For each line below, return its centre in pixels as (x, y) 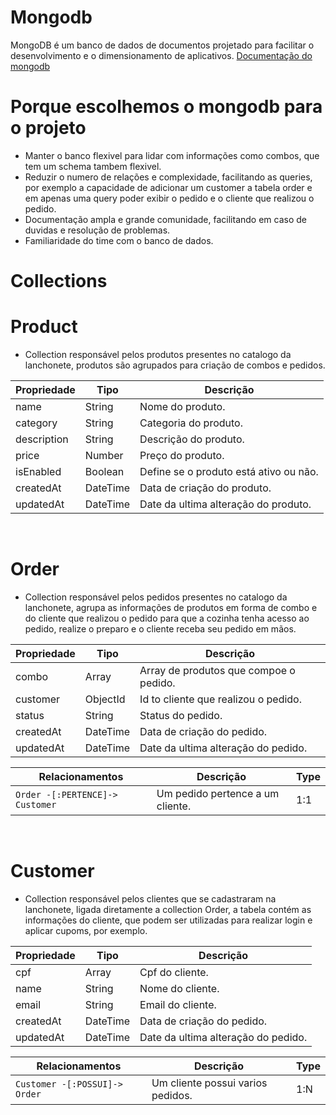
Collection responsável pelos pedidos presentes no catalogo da (156, 597)
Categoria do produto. (191, 423)
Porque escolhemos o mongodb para (166, 107)
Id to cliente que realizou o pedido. (220, 699)
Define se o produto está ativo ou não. (229, 471)
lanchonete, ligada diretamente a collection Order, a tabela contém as (168, 909)
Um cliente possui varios (209, 1083)
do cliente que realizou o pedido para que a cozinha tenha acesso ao (167, 618)
